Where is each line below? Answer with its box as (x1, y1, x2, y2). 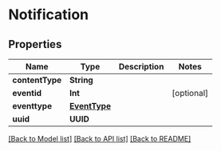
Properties (8, 38, 62, 51)
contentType (12, 74, 62, 85)
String (69, 74, 93, 85)
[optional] (171, 88, 209, 98)
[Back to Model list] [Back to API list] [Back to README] (8, 134, 191, 143)
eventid (12, 88, 42, 98)
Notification (8, 6, 89, 24)
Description (118, 62, 164, 72)
